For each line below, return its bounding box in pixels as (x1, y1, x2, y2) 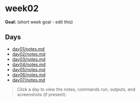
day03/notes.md (12, 56, 45, 62)
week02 (5, 3, 39, 14)
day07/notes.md (12, 77, 45, 83)
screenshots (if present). (17, 91, 67, 97)
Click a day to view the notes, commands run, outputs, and (17, 86, 136, 92)
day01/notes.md (12, 46, 45, 51)
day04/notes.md (12, 61, 46, 67)
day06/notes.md (12, 71, 45, 78)
